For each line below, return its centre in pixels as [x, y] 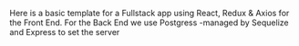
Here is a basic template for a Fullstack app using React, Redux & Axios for [149, 13]
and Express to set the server [65, 32]
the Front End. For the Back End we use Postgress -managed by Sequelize [149, 23]
